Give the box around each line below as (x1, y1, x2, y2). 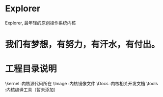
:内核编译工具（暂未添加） (5, 87, 58, 93)
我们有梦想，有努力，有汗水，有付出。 (5, 39, 161, 50)
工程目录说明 (5, 64, 57, 74)
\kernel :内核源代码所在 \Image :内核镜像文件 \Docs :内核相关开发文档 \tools (5, 81, 158, 87)
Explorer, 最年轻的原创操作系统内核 (5, 20, 76, 26)
